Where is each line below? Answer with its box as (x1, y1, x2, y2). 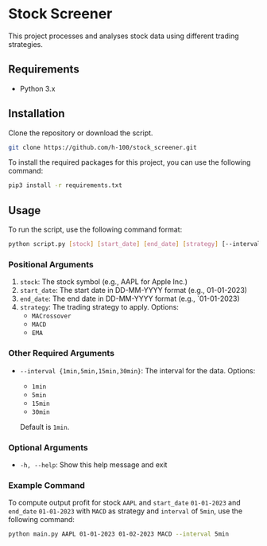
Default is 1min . (19, 422, 70, 431)
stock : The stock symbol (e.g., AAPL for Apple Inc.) (19, 277, 188, 287)
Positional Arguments (8, 259, 94, 270)
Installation (8, 107, 65, 120)
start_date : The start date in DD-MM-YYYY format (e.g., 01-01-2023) (19, 286, 248, 295)
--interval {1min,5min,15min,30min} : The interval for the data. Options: (19, 365, 256, 375)
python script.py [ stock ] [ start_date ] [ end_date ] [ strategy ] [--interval (8, 240, 261, 248)
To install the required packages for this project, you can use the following (8, 158, 251, 167)
